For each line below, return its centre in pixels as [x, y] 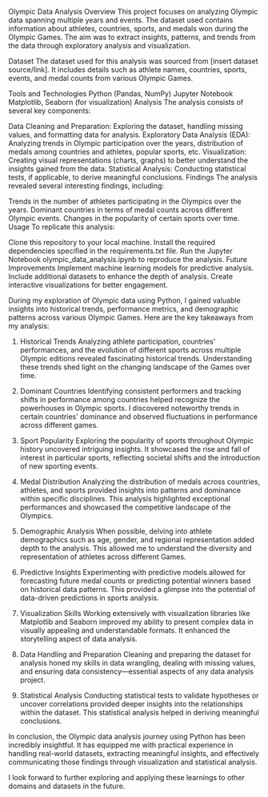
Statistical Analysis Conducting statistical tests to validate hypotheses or [139, 695]
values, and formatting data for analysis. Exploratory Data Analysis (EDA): [129, 135]
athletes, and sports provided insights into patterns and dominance [130, 490]
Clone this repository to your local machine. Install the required [112, 242]
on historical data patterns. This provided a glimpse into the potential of [138, 589]
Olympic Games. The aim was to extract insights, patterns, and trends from [132, 37]
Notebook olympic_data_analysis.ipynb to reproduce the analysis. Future [128, 259]
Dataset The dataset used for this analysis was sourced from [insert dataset [133, 61]
